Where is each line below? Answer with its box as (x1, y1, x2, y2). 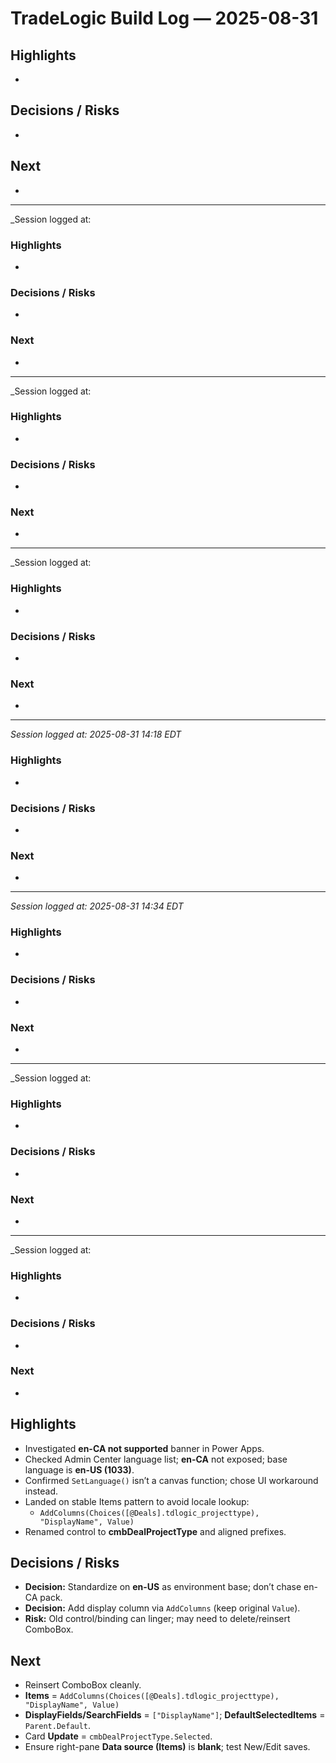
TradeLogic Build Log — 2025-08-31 (10, 7, 319, 30)
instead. (24, 1485, 59, 1497)
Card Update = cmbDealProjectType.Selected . (24, 1730, 213, 1742)
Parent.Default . (24, 1720, 92, 1732)
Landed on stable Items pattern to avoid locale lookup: (24, 1495, 250, 1507)
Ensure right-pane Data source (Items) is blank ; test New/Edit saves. (24, 1741, 311, 1753)
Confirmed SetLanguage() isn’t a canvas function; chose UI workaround (24, 1474, 319, 1486)
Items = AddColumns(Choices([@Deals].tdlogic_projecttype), (24, 1690, 280, 1702)
